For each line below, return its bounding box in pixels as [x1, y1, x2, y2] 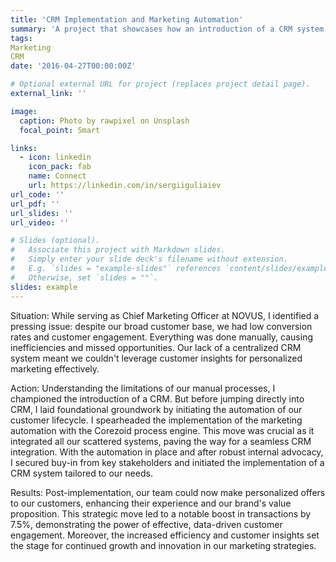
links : [10, 143, 38, 153]
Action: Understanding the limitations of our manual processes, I [10, 382, 276, 394]
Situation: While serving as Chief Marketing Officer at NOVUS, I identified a [10, 309, 320, 321]
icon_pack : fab [28, 162, 92, 172]
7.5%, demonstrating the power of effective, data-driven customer [10, 518, 283, 530]
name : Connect [28, 171, 87, 181]
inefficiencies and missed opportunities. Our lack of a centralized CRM [10, 341, 302, 353]
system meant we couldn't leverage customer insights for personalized [10, 352, 303, 364]
